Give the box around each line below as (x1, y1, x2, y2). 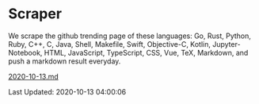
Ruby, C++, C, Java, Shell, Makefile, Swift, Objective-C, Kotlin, (8, 39, 211, 48)
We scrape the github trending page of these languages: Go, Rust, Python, (8, 31, 252, 40)
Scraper (8, 5, 62, 23)
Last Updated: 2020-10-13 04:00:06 (8, 87, 127, 96)
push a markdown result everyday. (8, 56, 121, 66)
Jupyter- (212, 39, 241, 48)
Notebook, (8, 48, 43, 57)
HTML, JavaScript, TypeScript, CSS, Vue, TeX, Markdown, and (44, 48, 249, 57)
